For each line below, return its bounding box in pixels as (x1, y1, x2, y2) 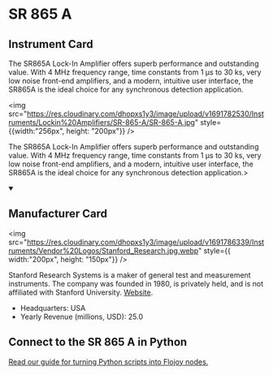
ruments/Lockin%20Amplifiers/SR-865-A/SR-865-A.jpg (8, 118, 195, 127)
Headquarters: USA (19, 303, 86, 312)
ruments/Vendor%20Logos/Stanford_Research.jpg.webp (8, 245, 199, 256)
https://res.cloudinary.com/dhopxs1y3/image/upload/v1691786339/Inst (27, 237, 265, 247)
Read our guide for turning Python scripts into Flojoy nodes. (8, 356, 209, 366)
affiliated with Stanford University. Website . (8, 287, 154, 297)
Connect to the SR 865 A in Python (8, 335, 188, 349)
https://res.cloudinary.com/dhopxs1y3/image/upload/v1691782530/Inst (27, 109, 264, 119)
